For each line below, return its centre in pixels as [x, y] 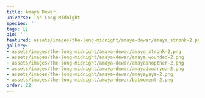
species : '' [21, 23]
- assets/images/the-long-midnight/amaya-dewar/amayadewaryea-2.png [95, 68]
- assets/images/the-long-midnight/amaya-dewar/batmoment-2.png [90, 80]
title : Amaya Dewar [31, 12]
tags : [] [17, 29]
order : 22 [19, 86]
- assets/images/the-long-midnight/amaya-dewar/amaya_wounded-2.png [95, 57]
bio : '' [16, 35]
